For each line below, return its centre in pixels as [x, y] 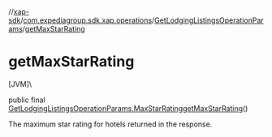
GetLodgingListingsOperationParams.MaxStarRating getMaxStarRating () [128, 108]
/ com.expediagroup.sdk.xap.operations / [87, 20]
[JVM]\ [20, 83]
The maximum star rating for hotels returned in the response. [110, 124]
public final [27, 100]
